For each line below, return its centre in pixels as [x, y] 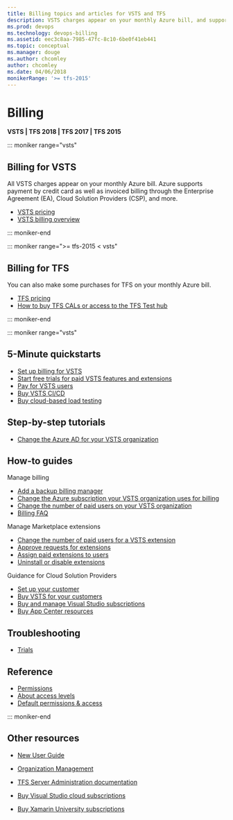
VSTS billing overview [49, 219]
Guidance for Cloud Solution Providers [62, 576]
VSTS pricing [36, 212]
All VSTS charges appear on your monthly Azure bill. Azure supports [105, 184]
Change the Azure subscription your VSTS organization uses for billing [118, 499]
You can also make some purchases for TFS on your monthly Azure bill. [109, 285]
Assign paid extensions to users [63, 555]
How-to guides [40, 461]
